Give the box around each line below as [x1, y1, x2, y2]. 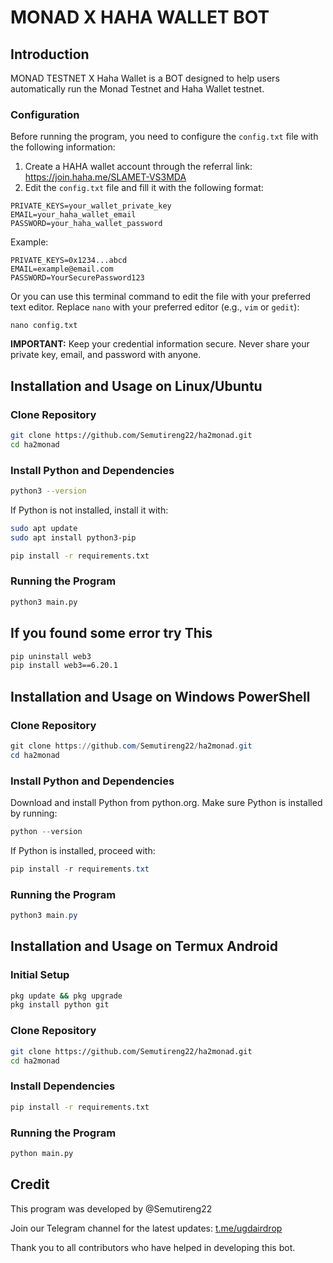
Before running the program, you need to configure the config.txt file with [10, 131, 319, 143]
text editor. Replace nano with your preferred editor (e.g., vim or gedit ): [10, 301, 300, 313]
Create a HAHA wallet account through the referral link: [24, 161, 253, 173]
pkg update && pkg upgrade [10, 991, 123, 1001]
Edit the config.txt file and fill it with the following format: [24, 182, 264, 194]
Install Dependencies [10, 1079, 116, 1093]
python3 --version [10, 486, 87, 496]
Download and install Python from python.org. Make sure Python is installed [10, 797, 323, 808]
